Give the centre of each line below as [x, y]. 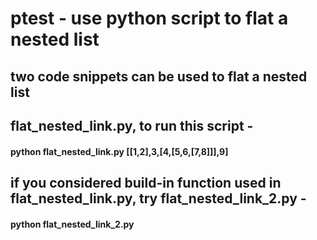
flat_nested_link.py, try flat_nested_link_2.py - [158, 198]
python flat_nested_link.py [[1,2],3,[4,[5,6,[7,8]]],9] [119, 151]
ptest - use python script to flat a [149, 18]
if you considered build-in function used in [146, 182]
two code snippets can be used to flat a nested [159, 76]
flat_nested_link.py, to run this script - [132, 125]
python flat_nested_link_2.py [72, 224]
